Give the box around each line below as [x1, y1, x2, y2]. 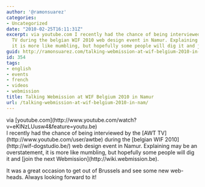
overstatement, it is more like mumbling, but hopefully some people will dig [6, 149, 195, 156]
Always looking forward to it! [24, 173, 96, 180]
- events [6, 71, 29, 77]
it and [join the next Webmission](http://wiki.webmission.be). [6, 155, 159, 162]
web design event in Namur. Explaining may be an [72, 142, 198, 149]
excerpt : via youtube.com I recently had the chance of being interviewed [6, 32, 201, 38]
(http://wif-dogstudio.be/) [6, 142, 71, 149]
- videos [6, 83, 29, 89]
